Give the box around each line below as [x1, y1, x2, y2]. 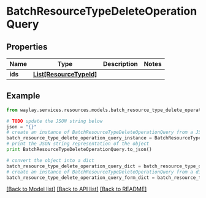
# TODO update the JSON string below [6, 118, 103, 124]
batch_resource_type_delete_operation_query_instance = [6, 135, 152, 141]
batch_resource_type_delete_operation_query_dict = [6, 163, 141, 169]
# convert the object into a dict [6, 157, 95, 163]
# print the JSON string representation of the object [6, 141, 150, 147]
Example [6, 90, 40, 101]
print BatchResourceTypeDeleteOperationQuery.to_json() [6, 147, 152, 153]
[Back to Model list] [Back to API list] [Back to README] [6, 185, 147, 193]
